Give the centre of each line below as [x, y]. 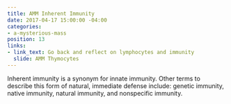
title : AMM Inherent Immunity [51, 14]
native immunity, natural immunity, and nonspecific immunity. [95, 93]
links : [17, 46]
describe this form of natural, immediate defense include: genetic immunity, [116, 86]
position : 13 [26, 40]
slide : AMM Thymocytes [46, 59]
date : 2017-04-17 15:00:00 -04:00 [57, 20]
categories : [24, 26]
